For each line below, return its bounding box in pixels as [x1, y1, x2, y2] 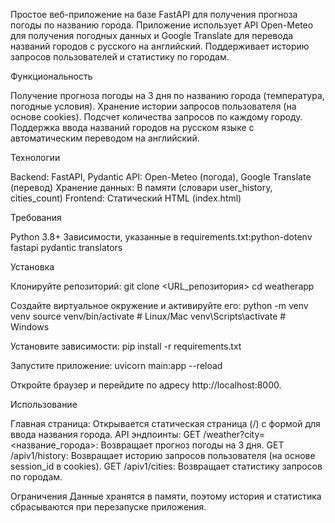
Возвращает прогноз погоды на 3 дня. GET [100, 439, 285, 451]
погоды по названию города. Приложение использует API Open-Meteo [10, 19, 314, 31]
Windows [10, 321, 50, 333]
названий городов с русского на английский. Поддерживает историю [10, 40, 310, 52]
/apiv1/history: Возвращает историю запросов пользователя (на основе [10, 450, 316, 461]
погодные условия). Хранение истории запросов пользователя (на [10, 100, 297, 112]
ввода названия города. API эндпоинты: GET [10, 429, 202, 440]
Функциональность [10, 70, 93, 82]
